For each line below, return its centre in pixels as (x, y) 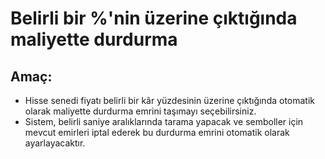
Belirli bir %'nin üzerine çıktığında (154, 18)
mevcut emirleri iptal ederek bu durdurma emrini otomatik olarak (157, 132)
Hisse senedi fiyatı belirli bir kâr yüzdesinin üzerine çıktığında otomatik (170, 100)
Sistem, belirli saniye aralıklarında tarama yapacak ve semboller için (164, 121)
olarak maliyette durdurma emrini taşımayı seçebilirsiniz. (140, 111)
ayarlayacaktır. (55, 143)
